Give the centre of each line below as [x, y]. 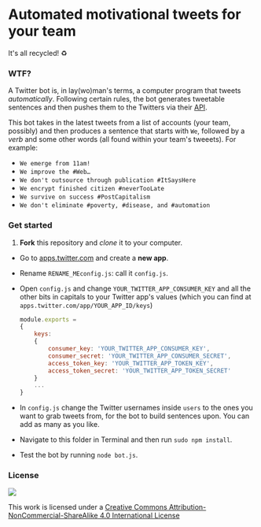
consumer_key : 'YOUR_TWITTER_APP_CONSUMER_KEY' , [129, 349]
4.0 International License [140, 516]
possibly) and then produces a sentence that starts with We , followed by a [127, 131]
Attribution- [187, 507]
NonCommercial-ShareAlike [53, 516]
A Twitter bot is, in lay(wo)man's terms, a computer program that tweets [125, 91]
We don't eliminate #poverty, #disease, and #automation [115, 206]
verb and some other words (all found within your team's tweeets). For [122, 139]
